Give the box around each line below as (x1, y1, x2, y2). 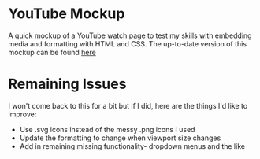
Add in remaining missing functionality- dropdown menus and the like (19, 141, 246, 150)
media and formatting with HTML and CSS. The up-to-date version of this (8, 39, 247, 48)
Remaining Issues (8, 76, 127, 93)
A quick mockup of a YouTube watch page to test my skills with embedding (8, 31, 252, 40)
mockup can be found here (8, 47, 96, 57)
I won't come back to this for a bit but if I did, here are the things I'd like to (8, 101, 248, 110)
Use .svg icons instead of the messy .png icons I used (19, 124, 195, 134)
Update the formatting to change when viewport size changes (19, 133, 221, 142)
